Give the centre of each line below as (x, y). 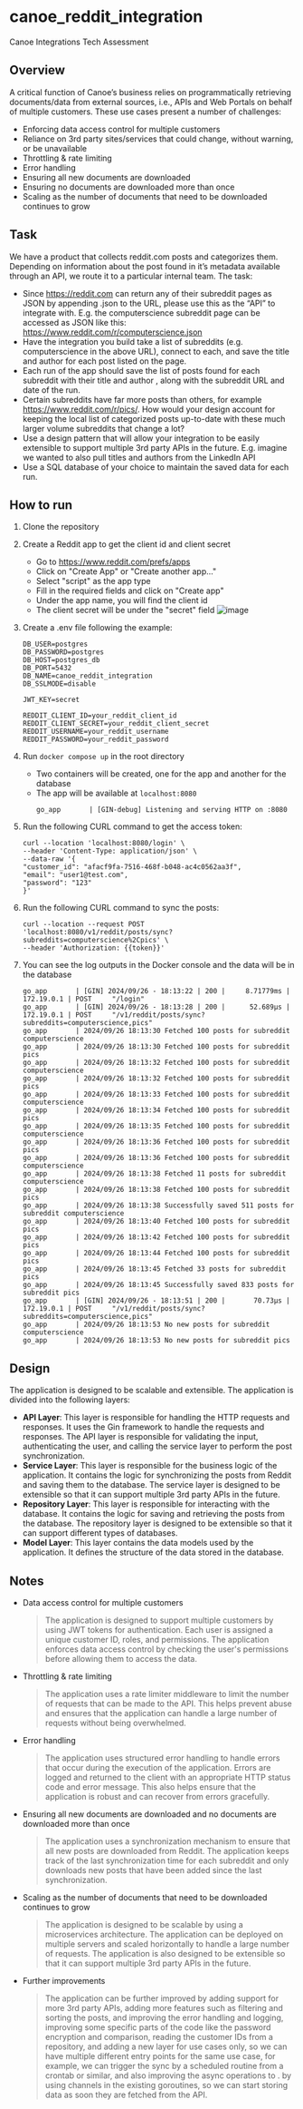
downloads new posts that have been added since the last (153, 1870)
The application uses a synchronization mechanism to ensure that (168, 1841)
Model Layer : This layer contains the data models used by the (138, 1543)
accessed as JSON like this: (74, 322)
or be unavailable (55, 148)
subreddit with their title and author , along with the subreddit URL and (153, 380)
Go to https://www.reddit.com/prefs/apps (113, 562)
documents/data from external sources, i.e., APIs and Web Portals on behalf (151, 102)
